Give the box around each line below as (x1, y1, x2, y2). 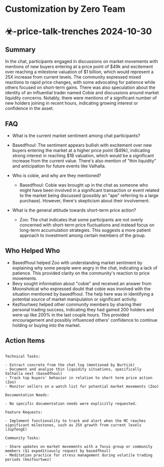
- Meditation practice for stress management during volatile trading (5, 453, 153, 458)
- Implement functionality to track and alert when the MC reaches (5, 418, 146, 423)
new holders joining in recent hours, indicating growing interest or (5, 100, 138, 106)
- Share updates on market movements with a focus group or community (5, 444, 153, 449)
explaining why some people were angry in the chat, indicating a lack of (12, 265, 158, 271)
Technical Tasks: (5, 354, 41, 359)
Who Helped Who (5, 247, 60, 255)
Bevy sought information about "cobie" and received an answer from (12, 280, 152, 286)
